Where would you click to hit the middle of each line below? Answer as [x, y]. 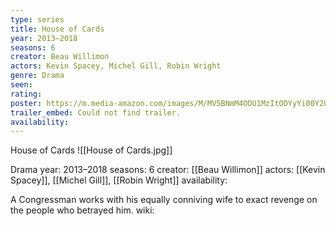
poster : [26, 103]
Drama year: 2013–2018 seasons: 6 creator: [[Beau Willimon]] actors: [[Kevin [168, 170]
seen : [21, 85]
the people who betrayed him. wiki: [82, 210]
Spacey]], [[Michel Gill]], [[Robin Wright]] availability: [119, 180]
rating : [26, 94]
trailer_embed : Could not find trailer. [96, 112]
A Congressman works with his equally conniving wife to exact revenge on [164, 200]
